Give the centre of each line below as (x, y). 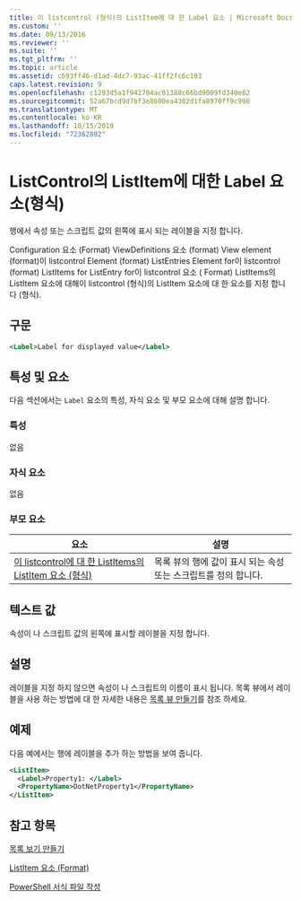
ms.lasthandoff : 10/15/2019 (62, 127)
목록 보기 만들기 (37, 848)
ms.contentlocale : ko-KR (56, 118)
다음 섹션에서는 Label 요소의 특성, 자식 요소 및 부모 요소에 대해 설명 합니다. (140, 400)
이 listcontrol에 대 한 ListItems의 (79, 562)
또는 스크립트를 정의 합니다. (208, 575)
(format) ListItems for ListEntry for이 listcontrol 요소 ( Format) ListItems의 (142, 272)
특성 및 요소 (39, 376)
